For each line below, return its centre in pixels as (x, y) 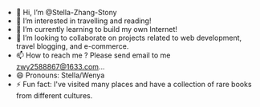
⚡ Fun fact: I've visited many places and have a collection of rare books (134, 84)
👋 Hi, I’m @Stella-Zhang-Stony (67, 12)
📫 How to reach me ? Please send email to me (93, 55)
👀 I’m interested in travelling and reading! (83, 21)
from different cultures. (54, 95)
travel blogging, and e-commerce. (72, 46)
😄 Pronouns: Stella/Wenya (60, 75)
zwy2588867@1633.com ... (60, 67)
